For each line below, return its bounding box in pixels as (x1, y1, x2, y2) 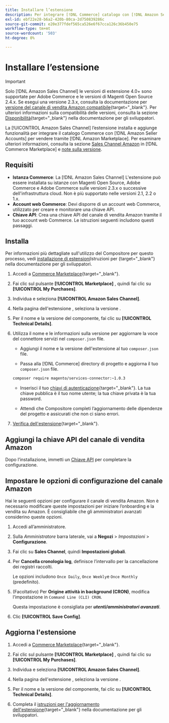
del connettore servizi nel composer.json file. (12, 336, 105, 342)
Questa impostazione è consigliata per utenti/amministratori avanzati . (12, 603, 161, 609)
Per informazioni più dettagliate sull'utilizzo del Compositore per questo (5, 250, 153, 256)
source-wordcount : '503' (5, 31, 57, 36)
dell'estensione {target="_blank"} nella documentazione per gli (12, 706, 142, 712)
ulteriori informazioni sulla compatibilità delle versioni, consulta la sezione (5, 109, 158, 116)
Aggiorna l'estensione (5, 628, 76, 637)
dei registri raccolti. (12, 564, 53, 570)
